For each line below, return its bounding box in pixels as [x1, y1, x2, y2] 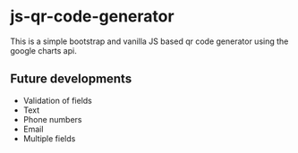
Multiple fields [22, 132, 76, 144]
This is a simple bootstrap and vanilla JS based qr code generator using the [10, 36, 289, 47]
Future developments [10, 72, 132, 87]
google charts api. [10, 45, 77, 55]
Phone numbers [22, 114, 82, 124]
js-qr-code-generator [10, 6, 175, 27]
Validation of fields [22, 95, 92, 106]
